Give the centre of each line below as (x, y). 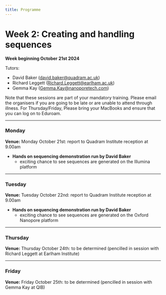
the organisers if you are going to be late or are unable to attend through (79, 103)
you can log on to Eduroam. (33, 113)
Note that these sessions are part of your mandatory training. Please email (81, 97)
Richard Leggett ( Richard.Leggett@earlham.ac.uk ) (63, 83)
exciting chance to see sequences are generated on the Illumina (85, 162)
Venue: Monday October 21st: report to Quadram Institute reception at (77, 141)
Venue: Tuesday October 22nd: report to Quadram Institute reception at (78, 195)
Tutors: (12, 68)
